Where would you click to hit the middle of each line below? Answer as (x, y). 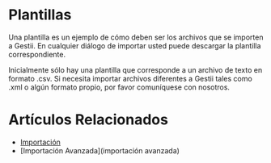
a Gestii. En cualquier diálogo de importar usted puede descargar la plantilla (135, 45)
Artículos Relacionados (88, 120)
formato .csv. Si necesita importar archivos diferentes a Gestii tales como (130, 78)
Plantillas (40, 15)
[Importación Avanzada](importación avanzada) (100, 150)
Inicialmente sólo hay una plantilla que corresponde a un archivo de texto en (135, 69)
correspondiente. (37, 54)
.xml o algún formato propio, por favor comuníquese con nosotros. (119, 87)
